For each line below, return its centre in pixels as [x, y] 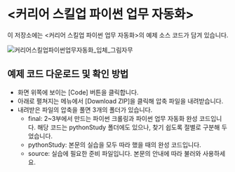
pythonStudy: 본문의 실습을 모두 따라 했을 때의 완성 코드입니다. [114, 145]
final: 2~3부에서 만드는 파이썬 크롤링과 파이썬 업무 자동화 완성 [113, 118]
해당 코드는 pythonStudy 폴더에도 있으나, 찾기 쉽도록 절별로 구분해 [129, 127]
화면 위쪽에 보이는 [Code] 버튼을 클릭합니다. [78, 92]
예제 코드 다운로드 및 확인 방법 [68, 74]
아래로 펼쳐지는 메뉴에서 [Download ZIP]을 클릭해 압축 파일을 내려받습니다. [120, 101]
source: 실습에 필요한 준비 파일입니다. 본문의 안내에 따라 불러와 [114, 153]
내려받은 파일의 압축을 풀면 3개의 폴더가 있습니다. [85, 110]
